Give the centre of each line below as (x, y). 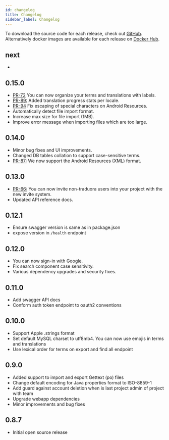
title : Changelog (23, 15)
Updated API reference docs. (43, 200)
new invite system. (32, 194)
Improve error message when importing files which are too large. (80, 122)
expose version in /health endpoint (49, 233)
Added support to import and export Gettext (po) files (68, 377)
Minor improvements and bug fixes (49, 404)
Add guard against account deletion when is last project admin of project (88, 388)
